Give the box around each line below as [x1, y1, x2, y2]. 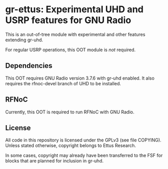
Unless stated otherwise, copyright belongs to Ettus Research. [5, 142, 136, 149]
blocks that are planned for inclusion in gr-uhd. [5, 158, 104, 164]
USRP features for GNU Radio [5, 14, 131, 26]
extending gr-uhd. [5, 37, 43, 43]
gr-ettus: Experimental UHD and [5, 4, 144, 15]
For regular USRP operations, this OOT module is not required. [5, 46, 136, 53]
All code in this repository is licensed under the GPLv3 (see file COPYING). [5, 137, 162, 143]
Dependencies [5, 61, 52, 70]
